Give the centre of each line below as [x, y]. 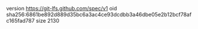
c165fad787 [20, 21]
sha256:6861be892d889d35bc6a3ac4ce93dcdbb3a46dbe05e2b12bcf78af [99, 14]
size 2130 [47, 21]
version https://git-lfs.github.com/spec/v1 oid [62, 8]
